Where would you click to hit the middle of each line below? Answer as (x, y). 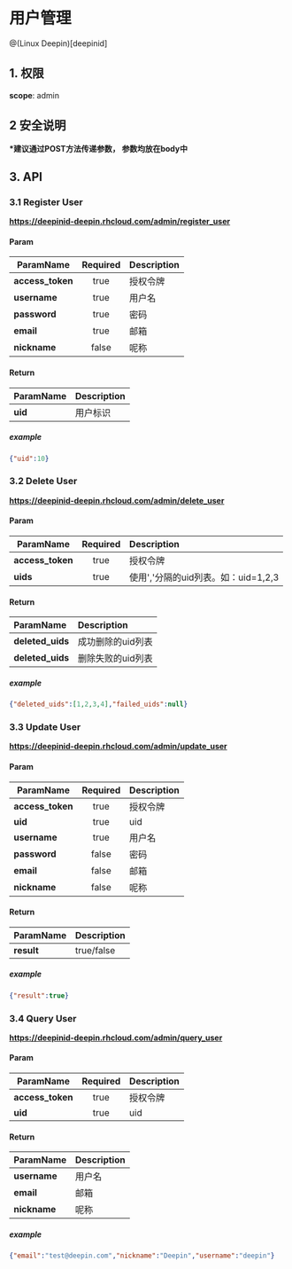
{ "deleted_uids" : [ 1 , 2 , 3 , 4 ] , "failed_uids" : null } (99, 705)
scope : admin (35, 95)
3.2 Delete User (43, 482)
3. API (26, 177)
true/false (95, 950)
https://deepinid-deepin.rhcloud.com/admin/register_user (120, 222)
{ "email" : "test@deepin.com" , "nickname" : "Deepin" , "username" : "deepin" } (142, 1256)
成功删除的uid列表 (115, 642)
